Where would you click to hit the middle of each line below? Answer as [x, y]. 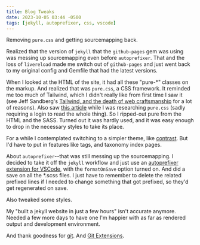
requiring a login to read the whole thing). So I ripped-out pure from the [94, 114]
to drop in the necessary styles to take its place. [65, 127]
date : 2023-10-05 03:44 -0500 [44, 17]
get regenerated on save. [37, 188]
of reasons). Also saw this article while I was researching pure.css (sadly [96, 108]
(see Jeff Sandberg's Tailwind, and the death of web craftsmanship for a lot [99, 101]
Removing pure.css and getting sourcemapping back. [72, 40]
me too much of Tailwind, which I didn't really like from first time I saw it [94, 95]
